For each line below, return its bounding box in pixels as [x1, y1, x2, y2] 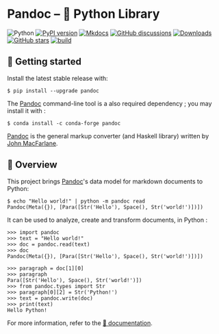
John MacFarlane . [7, 139, 58, 147]
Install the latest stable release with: [7, 74, 108, 82]
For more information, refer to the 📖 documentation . [7, 318, 153, 327]
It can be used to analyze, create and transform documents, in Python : [7, 216, 207, 224]
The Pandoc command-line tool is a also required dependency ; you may [7, 99, 212, 107]
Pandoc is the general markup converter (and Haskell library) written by [7, 131, 209, 140]
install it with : [7, 106, 46, 115]
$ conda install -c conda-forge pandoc [7, 120, 121, 127]
